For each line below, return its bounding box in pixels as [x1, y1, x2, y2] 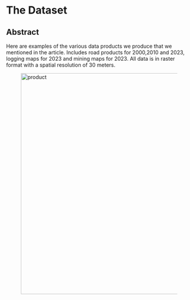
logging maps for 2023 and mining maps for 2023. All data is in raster [6, 55, 175, 62]
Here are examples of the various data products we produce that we [6, 42, 172, 50]
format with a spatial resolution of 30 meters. [6, 61, 116, 68]
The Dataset [6, 4, 68, 17]
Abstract [6, 27, 40, 37]
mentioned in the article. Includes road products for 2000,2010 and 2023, [6, 49, 185, 56]
